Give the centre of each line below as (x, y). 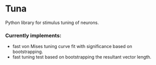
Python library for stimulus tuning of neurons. (52, 22)
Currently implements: (33, 35)
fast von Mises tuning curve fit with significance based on (72, 46)
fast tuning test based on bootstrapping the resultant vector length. (82, 57)
